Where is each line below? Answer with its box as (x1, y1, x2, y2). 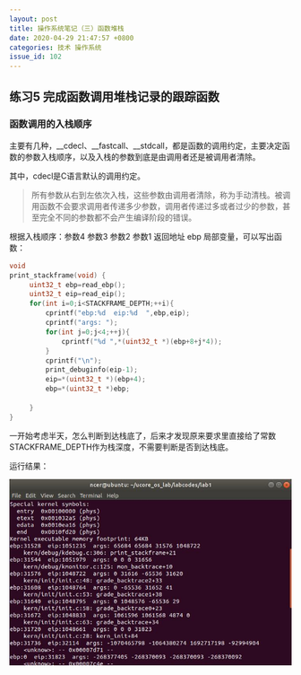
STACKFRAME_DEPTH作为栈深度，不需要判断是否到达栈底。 (9, 441, 234, 452)
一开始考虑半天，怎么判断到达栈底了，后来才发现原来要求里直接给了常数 (9, 430, 276, 441)
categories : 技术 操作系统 (9, 43, 102, 52)
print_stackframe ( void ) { (9, 270, 106, 280)
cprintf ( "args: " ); (45, 319, 118, 328)
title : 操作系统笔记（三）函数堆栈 (9, 23, 125, 33)
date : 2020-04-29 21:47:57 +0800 (9, 33, 134, 42)
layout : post (9, 14, 58, 23)
